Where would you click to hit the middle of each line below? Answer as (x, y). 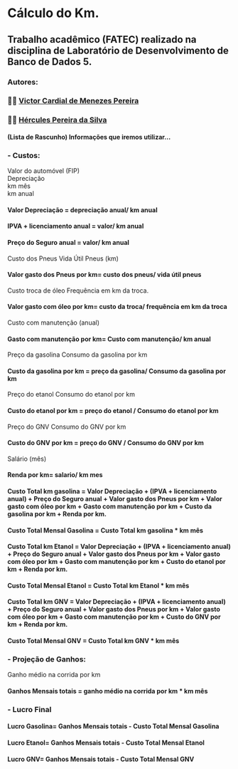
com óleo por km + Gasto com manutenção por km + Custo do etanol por (117, 562)
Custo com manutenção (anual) (54, 323)
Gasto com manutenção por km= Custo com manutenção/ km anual (109, 339)
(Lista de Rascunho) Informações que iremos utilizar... (89, 137)
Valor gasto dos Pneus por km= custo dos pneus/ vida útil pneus (104, 275)
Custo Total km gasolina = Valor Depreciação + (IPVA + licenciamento (112, 491)
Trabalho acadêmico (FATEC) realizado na (102, 40)
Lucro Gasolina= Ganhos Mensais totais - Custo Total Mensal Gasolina (113, 726)
